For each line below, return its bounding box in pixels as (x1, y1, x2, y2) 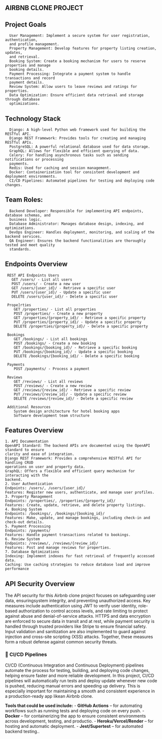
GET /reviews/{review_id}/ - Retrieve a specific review (14, 387, 131, 392)
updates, (5, 50, 23, 55)
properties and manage (5, 63, 51, 68)
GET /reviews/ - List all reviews (14, 379, 83, 384)
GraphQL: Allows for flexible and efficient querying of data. (9, 149, 139, 153)
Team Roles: (5, 196, 43, 204)
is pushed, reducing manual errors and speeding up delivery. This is (5, 683, 140, 689)
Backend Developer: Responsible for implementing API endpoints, (9, 208, 144, 213)
